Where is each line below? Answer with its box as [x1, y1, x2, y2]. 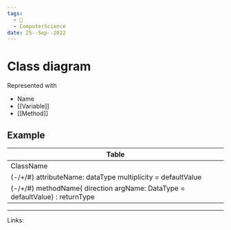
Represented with [7, 82, 57, 90]
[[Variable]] [16, 102, 49, 111]
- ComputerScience [13, 23, 67, 30]
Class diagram [7, 59, 91, 74]
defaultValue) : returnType [10, 192, 95, 201]
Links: [7, 216, 24, 224]
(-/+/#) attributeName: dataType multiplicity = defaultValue [10, 172, 202, 182]
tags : [7, 10, 23, 17]
